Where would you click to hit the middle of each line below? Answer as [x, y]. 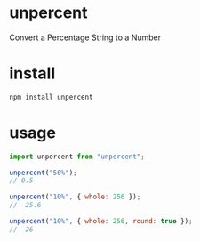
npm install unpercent [51, 97]
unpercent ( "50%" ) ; [43, 173]
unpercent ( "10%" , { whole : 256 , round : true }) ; [101, 222]
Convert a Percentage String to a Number [85, 37]
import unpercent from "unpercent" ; [77, 157]
